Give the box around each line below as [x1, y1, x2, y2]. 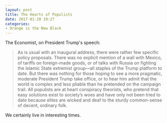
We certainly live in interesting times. [5, 112, 81, 118]
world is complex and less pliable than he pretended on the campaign [17, 81, 161, 87]
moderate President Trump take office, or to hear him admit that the [17, 76, 157, 82]
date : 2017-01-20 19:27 [5, 16, 55, 21]
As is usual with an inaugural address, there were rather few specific [17, 49, 159, 55]
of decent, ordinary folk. [17, 102, 67, 108]
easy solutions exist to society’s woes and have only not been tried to [17, 92, 161, 98]
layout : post [5, 7, 32, 12]
